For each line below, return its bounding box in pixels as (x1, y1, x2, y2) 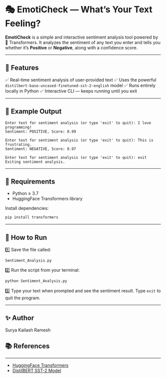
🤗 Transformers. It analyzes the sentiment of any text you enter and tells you (5, 39, 161, 45)
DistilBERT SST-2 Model (12, 367, 62, 374)
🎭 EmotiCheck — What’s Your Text (5, 4, 153, 15)
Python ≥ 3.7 (12, 190, 39, 196)
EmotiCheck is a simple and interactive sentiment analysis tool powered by (5, 34, 158, 40)
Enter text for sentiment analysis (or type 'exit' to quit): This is (5, 138, 154, 142)
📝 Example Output (5, 107, 62, 116)
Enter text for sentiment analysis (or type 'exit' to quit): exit (5, 155, 147, 160)
